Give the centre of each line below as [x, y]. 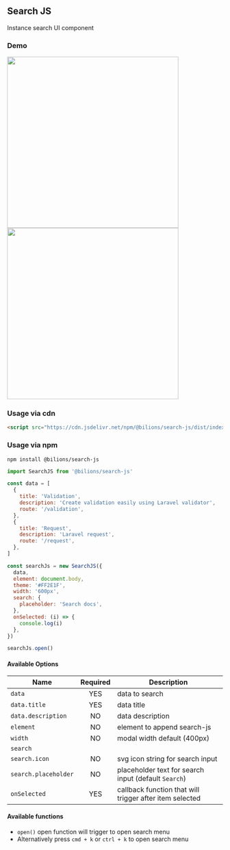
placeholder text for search [161, 770]
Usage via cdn [31, 414]
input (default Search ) [152, 778]
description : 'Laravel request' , [67, 535]
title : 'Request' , [46, 528]
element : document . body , [49, 579]
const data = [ [29, 484]
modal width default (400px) [164, 738]
